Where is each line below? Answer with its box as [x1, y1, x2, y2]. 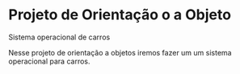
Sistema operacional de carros [8, 32, 111, 42]
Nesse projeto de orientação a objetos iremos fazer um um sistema [8, 47, 232, 57]
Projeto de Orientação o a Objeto [8, 6, 232, 24]
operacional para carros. [8, 56, 91, 66]
